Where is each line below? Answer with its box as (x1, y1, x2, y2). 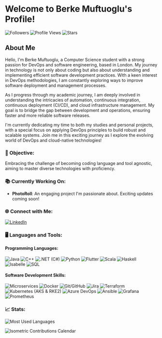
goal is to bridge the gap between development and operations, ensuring (5, 107, 151, 113)
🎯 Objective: (5, 149, 35, 156)
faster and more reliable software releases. (5, 113, 90, 118)
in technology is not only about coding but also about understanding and (5, 67, 150, 73)
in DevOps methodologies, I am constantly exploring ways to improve (5, 77, 144, 83)
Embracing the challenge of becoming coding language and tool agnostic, (5, 161, 152, 166)
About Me (5, 44, 35, 52)
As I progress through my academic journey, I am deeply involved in (5, 92, 140, 97)
